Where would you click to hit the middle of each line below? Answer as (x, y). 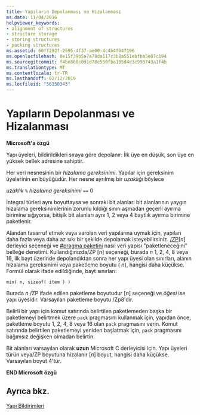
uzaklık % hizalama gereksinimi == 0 (50, 190)
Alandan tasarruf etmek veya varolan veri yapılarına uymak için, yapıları (94, 233)
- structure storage (32, 34)
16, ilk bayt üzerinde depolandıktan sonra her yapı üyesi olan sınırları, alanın (99, 258)
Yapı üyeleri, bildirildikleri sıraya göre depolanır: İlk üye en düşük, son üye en (100, 155)
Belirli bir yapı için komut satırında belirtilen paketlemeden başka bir (89, 311)
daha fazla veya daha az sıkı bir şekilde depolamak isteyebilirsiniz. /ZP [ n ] (96, 239)
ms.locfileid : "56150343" (38, 84)
